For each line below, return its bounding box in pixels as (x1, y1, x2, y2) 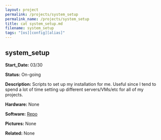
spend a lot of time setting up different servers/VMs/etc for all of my (5, 86, 144, 92)
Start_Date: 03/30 (5, 62, 43, 68)
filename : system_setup (5, 26, 54, 31)
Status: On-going (5, 71, 41, 77)
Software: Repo (5, 111, 38, 117)
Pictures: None (5, 120, 37, 127)
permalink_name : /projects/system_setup (5, 16, 90, 21)
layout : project (5, 7, 39, 12)
